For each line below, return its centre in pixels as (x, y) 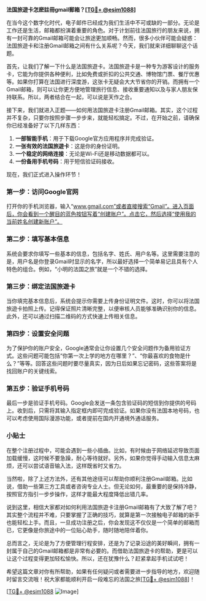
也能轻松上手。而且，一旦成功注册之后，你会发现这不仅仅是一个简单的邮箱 (100, 522)
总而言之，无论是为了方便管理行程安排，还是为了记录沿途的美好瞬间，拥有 (100, 543)
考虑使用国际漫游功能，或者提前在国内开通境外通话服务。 (90, 418)
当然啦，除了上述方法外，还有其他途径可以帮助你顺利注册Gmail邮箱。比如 (100, 478)
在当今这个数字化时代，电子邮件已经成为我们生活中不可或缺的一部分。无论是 (103, 23)
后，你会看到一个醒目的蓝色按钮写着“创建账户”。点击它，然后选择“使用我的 (101, 214)
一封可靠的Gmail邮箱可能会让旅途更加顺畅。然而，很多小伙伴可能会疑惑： (105, 38)
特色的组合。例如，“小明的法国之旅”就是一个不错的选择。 (79, 269)
